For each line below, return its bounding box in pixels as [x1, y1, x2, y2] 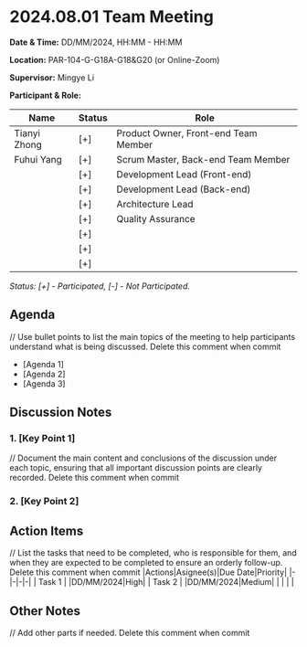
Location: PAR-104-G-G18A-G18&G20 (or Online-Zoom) [9, 54, 220, 65]
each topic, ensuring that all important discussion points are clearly [9, 462, 263, 473]
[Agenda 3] [22, 377, 66, 389]
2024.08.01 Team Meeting [9, 6, 215, 27]
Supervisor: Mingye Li [9, 71, 94, 83]
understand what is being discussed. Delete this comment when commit [9, 341, 281, 352]
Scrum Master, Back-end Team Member [116, 153, 291, 165]
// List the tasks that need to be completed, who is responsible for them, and [9, 547, 297, 558]
